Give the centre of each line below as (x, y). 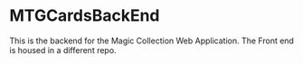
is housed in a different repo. (63, 50)
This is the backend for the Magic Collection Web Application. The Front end (151, 41)
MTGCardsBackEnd (85, 16)
